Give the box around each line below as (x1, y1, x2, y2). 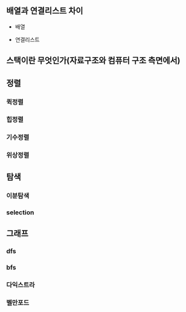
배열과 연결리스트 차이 (6, 5, 83, 16)
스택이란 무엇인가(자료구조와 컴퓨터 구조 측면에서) (6, 55, 181, 66)
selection (6, 208, 34, 217)
